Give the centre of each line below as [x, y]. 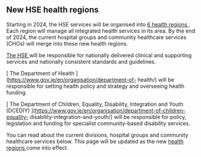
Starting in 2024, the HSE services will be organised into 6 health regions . [98, 24]
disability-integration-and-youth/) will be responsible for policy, [108, 117]
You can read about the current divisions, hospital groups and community [97, 135]
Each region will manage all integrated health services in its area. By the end [101, 31]
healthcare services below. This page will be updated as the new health [95, 141]
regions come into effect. [37, 147]
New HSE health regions [53, 10]
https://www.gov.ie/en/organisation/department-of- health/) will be [91, 79]
